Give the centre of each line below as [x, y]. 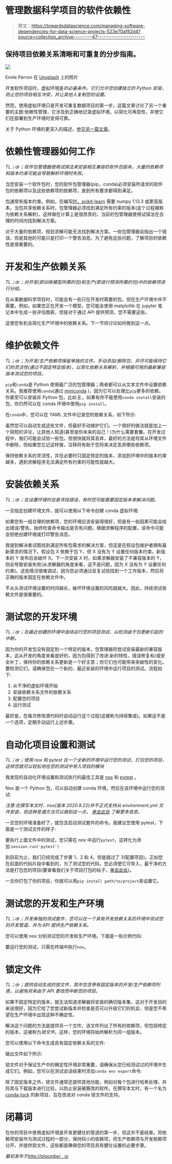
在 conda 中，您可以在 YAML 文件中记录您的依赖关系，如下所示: [71, 414]
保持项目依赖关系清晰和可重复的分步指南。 [72, 54]
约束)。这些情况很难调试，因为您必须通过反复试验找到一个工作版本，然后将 [85, 570]
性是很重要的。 [21, 244]
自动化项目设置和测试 [50, 745]
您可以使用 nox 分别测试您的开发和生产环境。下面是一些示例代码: [74, 936]
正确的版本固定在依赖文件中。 [37, 577]
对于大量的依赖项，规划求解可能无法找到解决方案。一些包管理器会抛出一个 [84, 231]
